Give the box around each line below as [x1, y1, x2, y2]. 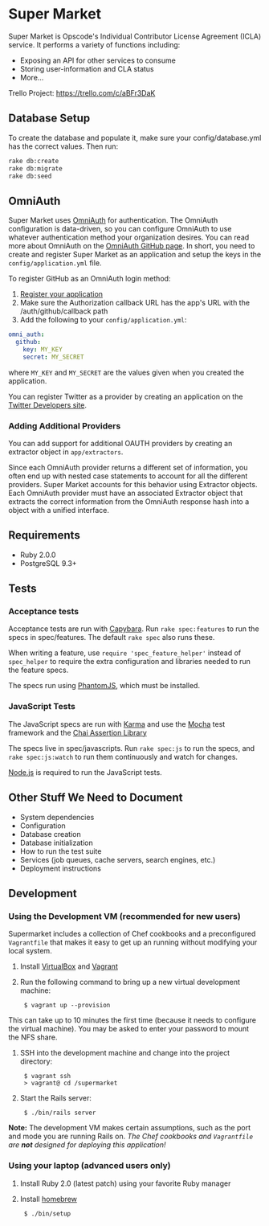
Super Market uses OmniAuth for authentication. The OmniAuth [8, 215, 218, 225]
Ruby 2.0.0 [19, 550, 56, 560]
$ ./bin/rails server [23, 1109, 96, 1117]
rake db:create [8, 157, 59, 165]
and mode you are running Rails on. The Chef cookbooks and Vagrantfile [8, 1131, 254, 1142]
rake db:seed [8, 172, 52, 180]
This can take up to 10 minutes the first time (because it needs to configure [8, 1015, 257, 1025]
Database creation [19, 829, 82, 839]
